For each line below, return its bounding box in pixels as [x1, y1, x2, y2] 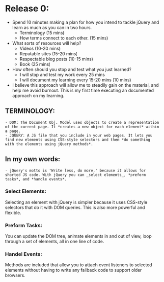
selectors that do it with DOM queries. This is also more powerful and [5, 204, 145, 210]
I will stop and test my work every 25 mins [19, 71, 105, 77]
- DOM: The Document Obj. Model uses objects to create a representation [5, 120, 160, 125]
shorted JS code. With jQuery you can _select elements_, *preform [5, 172, 146, 177]
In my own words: [5, 155, 60, 163]
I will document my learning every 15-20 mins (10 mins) [19, 77, 132, 83]
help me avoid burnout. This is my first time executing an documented [12, 87, 154, 93]
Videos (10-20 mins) [19, 45, 61, 51]
